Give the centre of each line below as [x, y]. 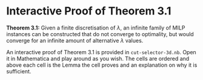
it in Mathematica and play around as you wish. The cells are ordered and [98, 58]
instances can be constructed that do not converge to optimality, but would [100, 34]
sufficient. [19, 71]
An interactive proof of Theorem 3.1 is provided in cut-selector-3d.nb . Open [101, 52]
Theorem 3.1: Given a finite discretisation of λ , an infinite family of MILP [96, 28]
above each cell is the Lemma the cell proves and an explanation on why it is [102, 65]
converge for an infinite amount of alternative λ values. [75, 40]
